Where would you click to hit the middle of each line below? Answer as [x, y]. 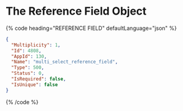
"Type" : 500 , [28, 68]
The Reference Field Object [76, 11]
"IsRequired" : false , [39, 79]
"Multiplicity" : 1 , [36, 45]
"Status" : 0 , [28, 73]
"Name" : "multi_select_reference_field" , [65, 62]
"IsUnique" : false [35, 84]
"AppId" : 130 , [29, 56]
